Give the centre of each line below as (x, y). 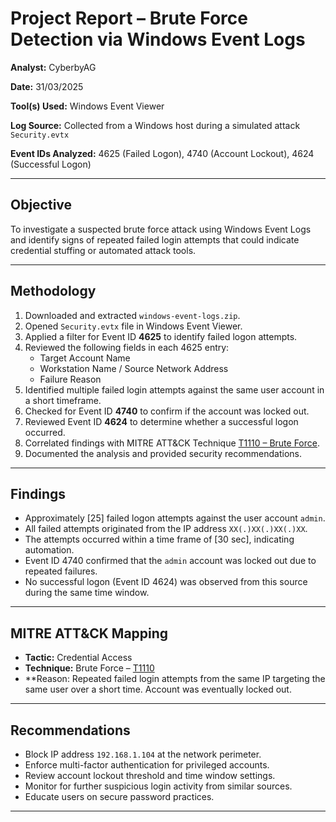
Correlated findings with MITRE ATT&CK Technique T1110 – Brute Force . (172, 443)
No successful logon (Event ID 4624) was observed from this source (166, 582)
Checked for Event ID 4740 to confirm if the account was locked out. (167, 411)
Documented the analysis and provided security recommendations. (163, 453)
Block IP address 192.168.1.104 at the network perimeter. (143, 754)
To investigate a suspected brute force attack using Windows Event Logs (161, 229)
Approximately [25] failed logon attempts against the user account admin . (175, 518)
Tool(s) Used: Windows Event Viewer (87, 106)
